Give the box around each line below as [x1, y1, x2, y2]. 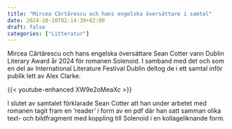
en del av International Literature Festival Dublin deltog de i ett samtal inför [7, 64, 223, 73]
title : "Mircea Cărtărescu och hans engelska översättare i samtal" [7, 10, 212, 18]
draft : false [7, 23, 46, 30]
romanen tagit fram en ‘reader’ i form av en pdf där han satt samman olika [7, 106, 221, 115]
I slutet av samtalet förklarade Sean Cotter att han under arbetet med [7, 99, 207, 108]
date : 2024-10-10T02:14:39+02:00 [7, 17, 105, 24]
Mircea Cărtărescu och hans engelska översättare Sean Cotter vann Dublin [7, 49, 224, 58]
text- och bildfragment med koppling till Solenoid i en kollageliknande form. [7, 114, 225, 123]
